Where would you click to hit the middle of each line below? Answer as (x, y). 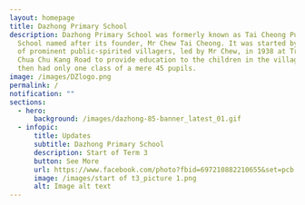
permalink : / (34, 85)
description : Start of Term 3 (90, 152)
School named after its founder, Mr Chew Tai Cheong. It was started (152, 43)
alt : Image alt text (72, 187)
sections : (28, 102)
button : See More (66, 161)
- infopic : (38, 128)
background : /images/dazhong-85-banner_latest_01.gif (138, 119)
